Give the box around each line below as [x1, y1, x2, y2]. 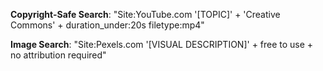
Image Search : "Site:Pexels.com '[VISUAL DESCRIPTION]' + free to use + [10, 39, 314, 50]
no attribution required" [10, 49, 107, 61]
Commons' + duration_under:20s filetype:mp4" [10, 19, 205, 31]
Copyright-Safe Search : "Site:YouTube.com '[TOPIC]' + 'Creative [10, 9, 281, 20]
